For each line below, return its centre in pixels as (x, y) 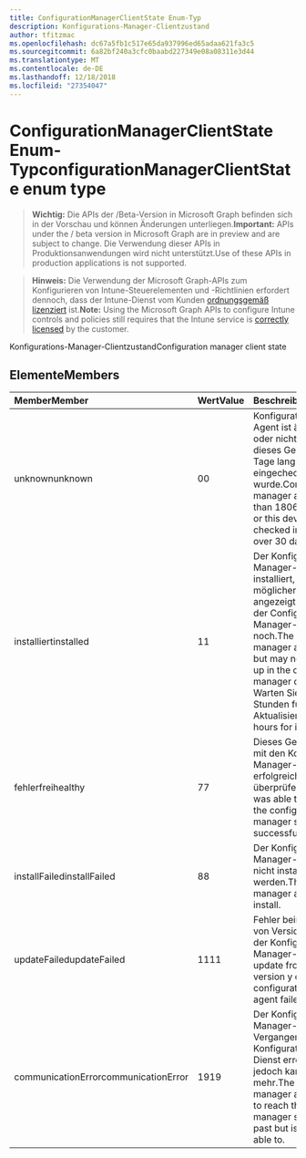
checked (272, 530)
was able (273, 799)
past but (271, 1129)
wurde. (269, 484)
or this (267, 519)
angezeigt (275, 602)
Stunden (271, 705)
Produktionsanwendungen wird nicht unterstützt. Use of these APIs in (161, 253)
